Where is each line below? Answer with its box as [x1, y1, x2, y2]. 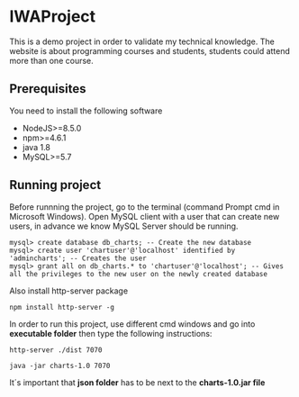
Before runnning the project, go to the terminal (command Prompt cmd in [9, 201, 280, 212]
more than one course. [9, 55, 95, 66]
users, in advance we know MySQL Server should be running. [9, 221, 239, 231]
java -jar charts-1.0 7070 [9, 361, 111, 370]
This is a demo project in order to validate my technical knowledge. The [9, 36, 275, 47]
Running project [9, 177, 102, 193]
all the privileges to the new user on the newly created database [9, 269, 268, 278]
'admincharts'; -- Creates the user [9, 254, 147, 263]
